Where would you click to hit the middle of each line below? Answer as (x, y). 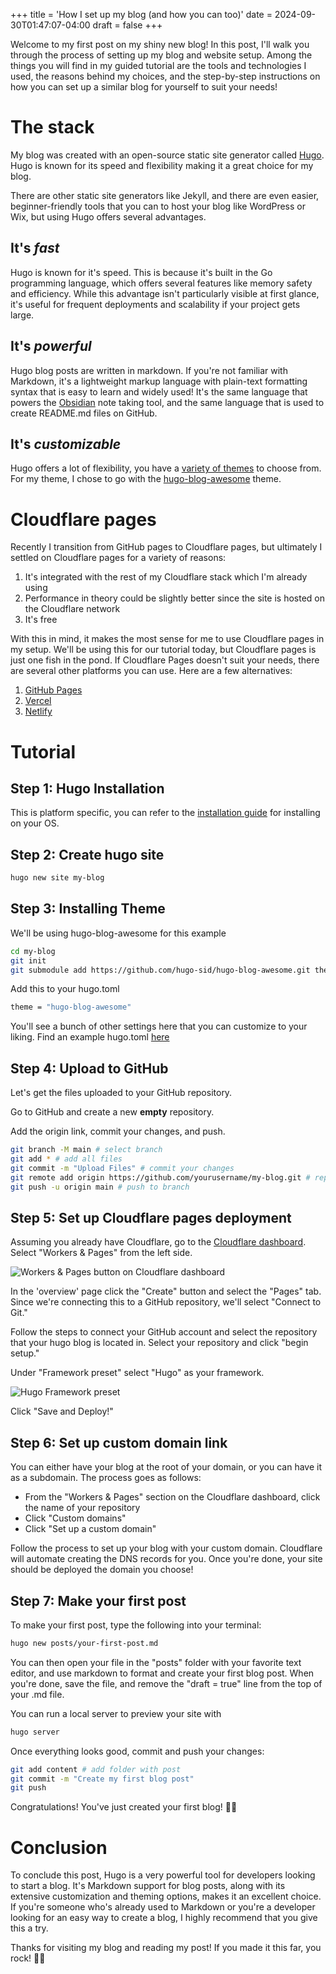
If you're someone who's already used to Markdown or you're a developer (163, 1907)
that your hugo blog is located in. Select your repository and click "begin (159, 1343)
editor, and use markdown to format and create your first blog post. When (162, 1673)
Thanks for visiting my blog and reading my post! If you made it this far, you (166, 1948)
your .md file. (37, 1694)
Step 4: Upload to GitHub (89, 1068)
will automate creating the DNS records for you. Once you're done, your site (166, 1559)
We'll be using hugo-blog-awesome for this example (118, 933)
